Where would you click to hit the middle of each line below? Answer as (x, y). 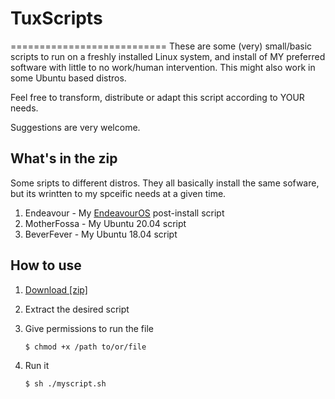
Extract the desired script (77, 309)
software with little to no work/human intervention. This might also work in (163, 67)
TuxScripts (56, 18)
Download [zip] (56, 289)
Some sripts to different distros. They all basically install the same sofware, (165, 183)
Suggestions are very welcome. (75, 127)
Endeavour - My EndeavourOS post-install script (124, 213)
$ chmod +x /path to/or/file (85, 347)
